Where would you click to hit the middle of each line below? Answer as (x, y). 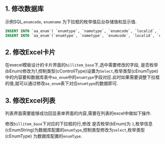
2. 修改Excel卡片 (30, 52)
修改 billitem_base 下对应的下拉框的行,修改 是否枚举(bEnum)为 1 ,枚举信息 (79, 124)
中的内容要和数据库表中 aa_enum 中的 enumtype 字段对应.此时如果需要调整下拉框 (82, 77)
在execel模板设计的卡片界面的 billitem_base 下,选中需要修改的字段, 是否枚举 (82, 65)
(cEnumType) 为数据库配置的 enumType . (44, 136)
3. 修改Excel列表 (30, 100)
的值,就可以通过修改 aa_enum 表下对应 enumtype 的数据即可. (62, 83)
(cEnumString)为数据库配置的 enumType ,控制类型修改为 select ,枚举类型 (75, 130)
